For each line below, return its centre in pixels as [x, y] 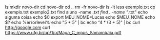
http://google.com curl [28, 27]
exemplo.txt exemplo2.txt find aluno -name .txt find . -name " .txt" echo [76, 12]
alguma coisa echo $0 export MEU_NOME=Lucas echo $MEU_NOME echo [80, 17]
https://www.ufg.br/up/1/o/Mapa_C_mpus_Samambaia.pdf [63, 33]
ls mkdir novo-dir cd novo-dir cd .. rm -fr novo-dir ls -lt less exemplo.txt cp [80, 7]
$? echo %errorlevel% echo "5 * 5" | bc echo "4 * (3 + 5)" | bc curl [73, 22]
